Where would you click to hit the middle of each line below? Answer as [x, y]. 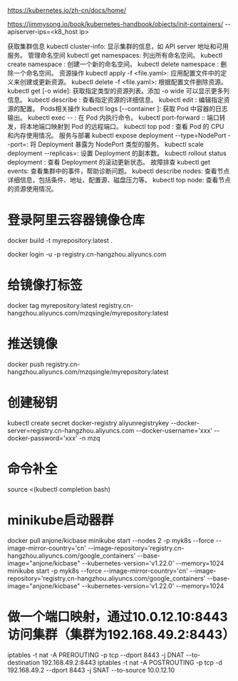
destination [24, 662]
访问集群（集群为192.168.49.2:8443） [121, 634]
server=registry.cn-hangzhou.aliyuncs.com [71, 430]
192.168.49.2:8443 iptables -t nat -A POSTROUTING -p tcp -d [132, 662]
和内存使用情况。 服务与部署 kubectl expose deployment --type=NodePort [117, 135]
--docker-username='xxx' [174, 430]
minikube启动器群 [61, 520]
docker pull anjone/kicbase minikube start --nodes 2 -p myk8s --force [111, 540]
